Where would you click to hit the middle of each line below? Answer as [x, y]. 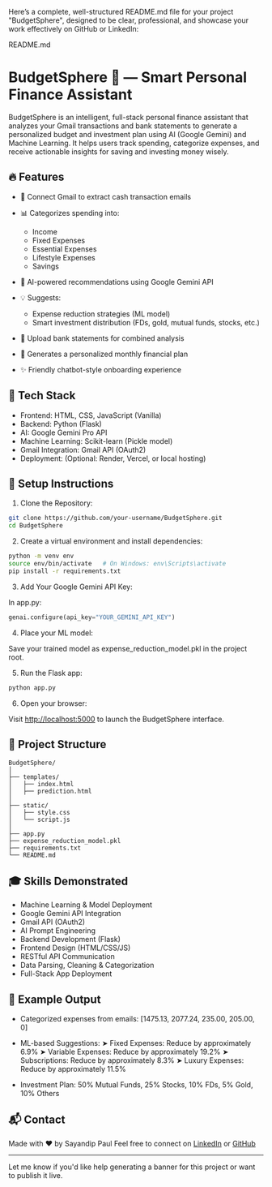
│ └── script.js [39, 820]
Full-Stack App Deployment [66, 974]
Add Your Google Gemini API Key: [76, 587]
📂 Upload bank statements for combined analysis [102, 338]
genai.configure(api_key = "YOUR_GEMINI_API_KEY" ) [92, 617]
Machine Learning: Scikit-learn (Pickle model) [96, 441]
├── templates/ [34, 777]
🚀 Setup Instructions [61, 483]
